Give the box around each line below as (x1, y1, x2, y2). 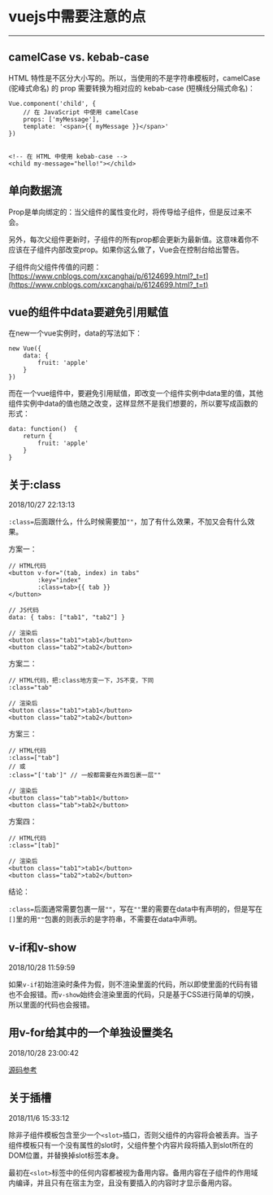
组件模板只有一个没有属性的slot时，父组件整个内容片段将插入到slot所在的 (8, 1140, 253, 1149)
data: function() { (8, 425, 79, 433)
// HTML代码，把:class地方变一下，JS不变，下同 (8, 677, 154, 685)
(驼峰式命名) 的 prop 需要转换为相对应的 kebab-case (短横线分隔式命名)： (8, 83, 256, 93)
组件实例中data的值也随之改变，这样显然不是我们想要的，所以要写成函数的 (8, 398, 258, 408)
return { (23, 433, 53, 441)
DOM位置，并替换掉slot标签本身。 (8, 1150, 123, 1160)
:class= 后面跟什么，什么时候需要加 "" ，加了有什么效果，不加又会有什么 (8, 516, 248, 526)
